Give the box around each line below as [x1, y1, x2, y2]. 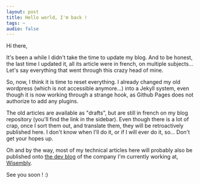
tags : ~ [6, 20, 26, 26]
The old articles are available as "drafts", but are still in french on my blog [6, 109, 189, 116]
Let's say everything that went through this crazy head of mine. [6, 67, 164, 74]
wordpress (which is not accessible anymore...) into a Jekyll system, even [6, 85, 190, 92]
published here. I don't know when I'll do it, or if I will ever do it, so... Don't [6, 128, 190, 136]
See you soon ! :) [6, 171, 48, 179]
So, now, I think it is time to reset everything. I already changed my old [6, 78, 181, 86]
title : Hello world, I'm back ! [6, 14, 87, 21]
